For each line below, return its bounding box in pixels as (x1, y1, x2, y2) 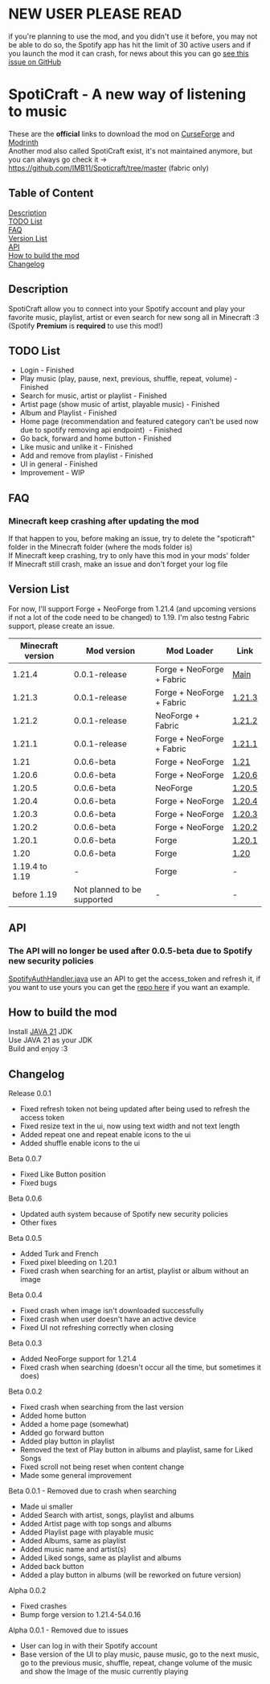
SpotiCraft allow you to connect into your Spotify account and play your (8, 303, 246, 314)
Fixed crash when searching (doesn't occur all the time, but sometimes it (19, 1362, 261, 1372)
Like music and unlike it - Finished (19, 442, 133, 452)
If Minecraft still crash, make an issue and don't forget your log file (8, 560, 228, 569)
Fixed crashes (19, 1601, 67, 1611)
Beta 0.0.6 (8, 1193, 43, 1203)
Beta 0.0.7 (8, 1154, 43, 1164)
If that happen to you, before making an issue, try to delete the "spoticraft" (8, 534, 256, 543)
